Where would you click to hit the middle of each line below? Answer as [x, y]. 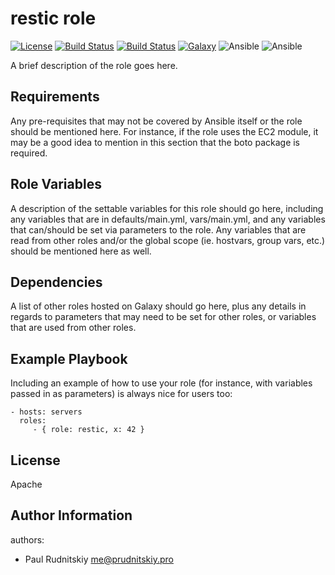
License [35, 460]
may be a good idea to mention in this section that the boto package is [155, 142]
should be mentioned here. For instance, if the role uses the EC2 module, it [164, 131]
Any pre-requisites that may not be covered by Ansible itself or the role [156, 121]
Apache [26, 484]
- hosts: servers [46, 412]
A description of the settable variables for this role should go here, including [167, 208]
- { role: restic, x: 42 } [88, 430]
